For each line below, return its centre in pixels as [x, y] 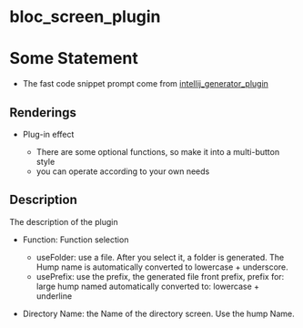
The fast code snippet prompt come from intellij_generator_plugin [145, 84]
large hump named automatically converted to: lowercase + [148, 286]
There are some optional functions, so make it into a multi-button [158, 151]
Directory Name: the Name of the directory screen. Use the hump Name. [158, 313]
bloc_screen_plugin [85, 17]
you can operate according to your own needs [123, 171]
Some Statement [74, 59]
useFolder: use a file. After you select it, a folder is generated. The [160, 257]
